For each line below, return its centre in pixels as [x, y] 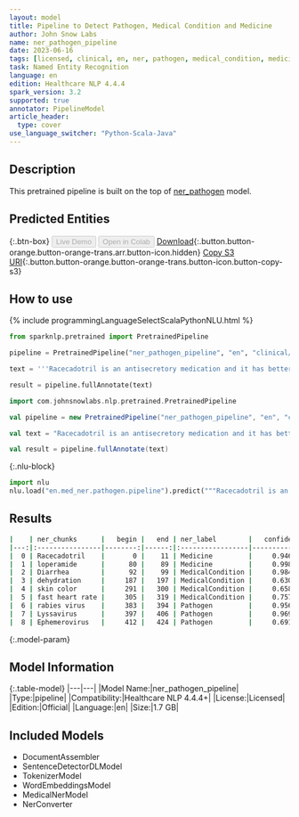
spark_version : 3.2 [45, 92]
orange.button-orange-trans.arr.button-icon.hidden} [105, 252]
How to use [41, 299]
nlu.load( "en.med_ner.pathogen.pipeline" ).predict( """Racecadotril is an [149, 491]
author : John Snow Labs [53, 34]
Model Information [62, 667]
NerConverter [47, 805]
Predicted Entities [60, 219]
